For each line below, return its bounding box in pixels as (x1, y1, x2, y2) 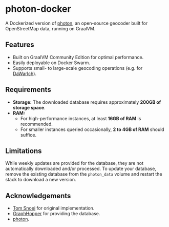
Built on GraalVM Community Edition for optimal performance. (12, 54, 144, 60)
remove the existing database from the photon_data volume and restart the (5, 171, 162, 177)
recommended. (20, 121, 53, 127)
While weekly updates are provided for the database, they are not (5, 160, 144, 166)
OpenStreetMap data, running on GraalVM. (5, 25, 96, 31)
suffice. (20, 131, 37, 138)
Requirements (5, 85, 51, 94)
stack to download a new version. (5, 177, 76, 183)
